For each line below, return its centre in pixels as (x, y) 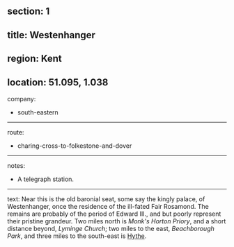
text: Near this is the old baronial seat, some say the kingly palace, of (106, 199)
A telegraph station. (46, 179)
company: (22, 99)
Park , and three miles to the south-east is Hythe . (77, 236)
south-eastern (38, 112)
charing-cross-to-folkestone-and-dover (75, 146)
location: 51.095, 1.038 (58, 82)
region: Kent (34, 59)
